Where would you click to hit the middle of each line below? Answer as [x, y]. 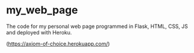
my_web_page [42, 10]
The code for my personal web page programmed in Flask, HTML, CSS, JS [97, 26]
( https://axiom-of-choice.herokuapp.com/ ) [58, 44]
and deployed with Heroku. [39, 32]
